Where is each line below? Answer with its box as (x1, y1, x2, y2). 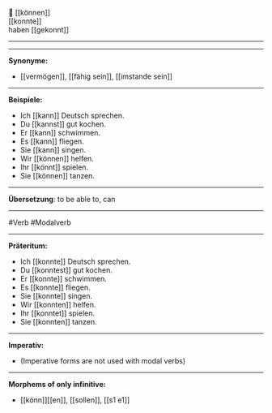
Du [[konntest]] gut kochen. (19, 265, 113, 275)
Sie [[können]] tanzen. (19, 171, 96, 180)
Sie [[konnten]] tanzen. (19, 317, 97, 326)
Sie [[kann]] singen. (19, 145, 87, 154)
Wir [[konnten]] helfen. (19, 300, 96, 309)
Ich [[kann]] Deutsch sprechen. (19, 110, 125, 120)
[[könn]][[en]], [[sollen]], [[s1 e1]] (19, 395, 130, 405)
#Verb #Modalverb (8, 217, 71, 227)
